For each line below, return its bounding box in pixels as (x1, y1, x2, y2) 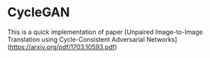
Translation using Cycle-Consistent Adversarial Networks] (7, 35, 177, 43)
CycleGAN (7, 4, 70, 21)
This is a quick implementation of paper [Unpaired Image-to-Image (7, 28, 204, 36)
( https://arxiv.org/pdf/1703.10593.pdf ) (7, 42, 118, 51)
